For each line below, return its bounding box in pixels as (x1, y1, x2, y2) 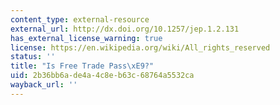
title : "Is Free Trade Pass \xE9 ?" (10, 61, 155, 71)
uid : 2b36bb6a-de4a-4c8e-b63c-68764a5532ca (10, 71, 195, 81)
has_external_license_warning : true (10, 33, 163, 43)
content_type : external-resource (10, 14, 150, 25)
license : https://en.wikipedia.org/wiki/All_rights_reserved (10, 42, 271, 53)
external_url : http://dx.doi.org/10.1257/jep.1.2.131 (10, 24, 240, 34)
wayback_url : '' (10, 80, 78, 90)
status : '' (10, 52, 56, 62)
